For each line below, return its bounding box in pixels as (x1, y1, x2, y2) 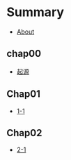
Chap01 (6, 88, 41, 100)
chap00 (6, 48, 42, 60)
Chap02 (6, 127, 42, 139)
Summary (6, 4, 64, 20)
